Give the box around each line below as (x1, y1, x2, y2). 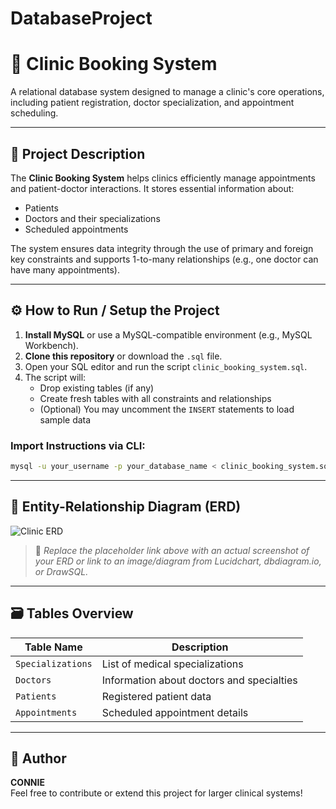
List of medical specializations (101, 657, 244, 671)
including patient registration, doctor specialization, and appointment (10, 97, 295, 109)
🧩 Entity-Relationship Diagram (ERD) (10, 498, 242, 516)
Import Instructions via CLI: (10, 438, 146, 452)
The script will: (24, 371, 87, 383)
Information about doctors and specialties (101, 673, 298, 687)
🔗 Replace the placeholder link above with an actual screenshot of (34, 544, 310, 556)
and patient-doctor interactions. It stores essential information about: (10, 182, 295, 194)
